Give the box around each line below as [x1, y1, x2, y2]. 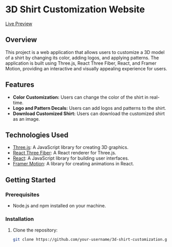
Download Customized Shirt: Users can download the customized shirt [12, 110, 165, 117]
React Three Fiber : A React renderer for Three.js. [12, 150, 117, 156]
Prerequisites [5, 191, 40, 198]
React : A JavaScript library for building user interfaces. [12, 155, 129, 161]
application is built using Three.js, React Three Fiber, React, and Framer [5, 60, 157, 66]
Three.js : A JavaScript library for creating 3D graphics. [12, 144, 129, 150]
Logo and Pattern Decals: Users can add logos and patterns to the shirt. [12, 105, 166, 111]
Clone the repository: [12, 227, 58, 233]
